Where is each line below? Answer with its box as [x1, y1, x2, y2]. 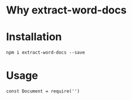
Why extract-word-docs [6, 4, 127, 17]
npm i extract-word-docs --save [6, 50, 85, 56]
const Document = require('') [6, 88, 80, 94]
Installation [6, 30, 62, 44]
